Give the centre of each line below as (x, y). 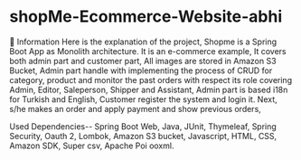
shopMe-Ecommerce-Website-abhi (146, 17)
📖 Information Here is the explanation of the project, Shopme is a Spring (143, 42)
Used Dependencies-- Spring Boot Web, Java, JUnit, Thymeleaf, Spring (143, 126)
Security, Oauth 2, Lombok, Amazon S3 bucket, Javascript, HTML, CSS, (143, 136)
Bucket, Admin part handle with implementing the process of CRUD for (141, 71)
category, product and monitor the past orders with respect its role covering (150, 80)
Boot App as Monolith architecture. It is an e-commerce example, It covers (148, 51)
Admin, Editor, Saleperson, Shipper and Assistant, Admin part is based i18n (149, 89)
